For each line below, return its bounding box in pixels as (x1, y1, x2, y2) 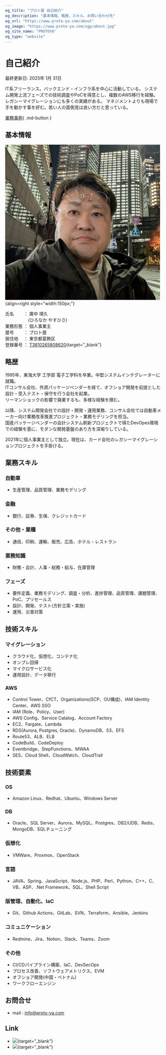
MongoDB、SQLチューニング (12, 826, 72, 832)
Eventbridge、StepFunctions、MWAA (12, 746, 90, 752)
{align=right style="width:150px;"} (5, 301, 75, 306)
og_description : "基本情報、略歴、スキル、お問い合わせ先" (5, 13, 115, 18)
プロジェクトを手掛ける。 (13, 443, 66, 449)
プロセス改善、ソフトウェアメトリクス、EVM (12, 968, 105, 974)
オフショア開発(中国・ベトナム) (12, 974, 77, 980)
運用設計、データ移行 (12, 672, 56, 678)
